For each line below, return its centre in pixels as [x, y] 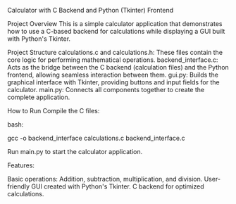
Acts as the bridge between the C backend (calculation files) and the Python [118, 67]
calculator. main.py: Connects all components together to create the [106, 90]
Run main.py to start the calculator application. [75, 152]
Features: [21, 165]
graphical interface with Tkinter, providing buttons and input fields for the [113, 82]
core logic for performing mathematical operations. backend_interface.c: [113, 60]
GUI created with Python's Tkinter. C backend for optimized [118, 186]
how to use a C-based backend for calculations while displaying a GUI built [116, 31]
